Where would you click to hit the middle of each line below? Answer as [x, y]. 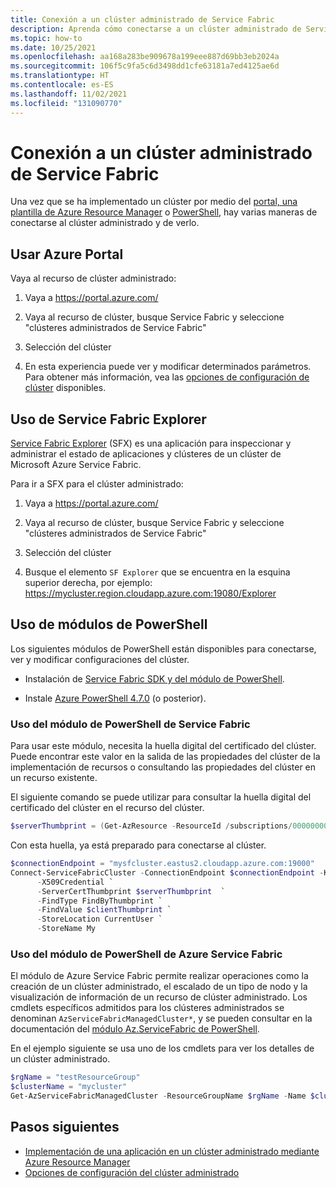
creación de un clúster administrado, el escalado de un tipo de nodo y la [159, 987]
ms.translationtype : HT [60, 76]
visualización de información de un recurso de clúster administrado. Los [159, 997]
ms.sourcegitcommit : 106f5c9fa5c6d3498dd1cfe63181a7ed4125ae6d [145, 66]
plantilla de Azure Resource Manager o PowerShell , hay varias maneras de [164, 212]
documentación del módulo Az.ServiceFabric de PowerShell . [135, 1029]
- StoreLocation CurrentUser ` [99, 919]
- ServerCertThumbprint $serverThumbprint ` [131, 891]
